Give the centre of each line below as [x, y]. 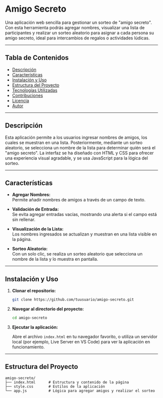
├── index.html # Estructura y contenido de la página [67, 382]
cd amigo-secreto [30, 318]
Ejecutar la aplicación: [35, 327]
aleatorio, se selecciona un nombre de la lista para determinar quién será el [80, 147]
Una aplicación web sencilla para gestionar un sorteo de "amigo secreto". [78, 22]
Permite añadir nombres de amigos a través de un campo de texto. [79, 200]
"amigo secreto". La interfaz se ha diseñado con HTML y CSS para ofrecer [80, 153]
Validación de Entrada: [35, 209]
